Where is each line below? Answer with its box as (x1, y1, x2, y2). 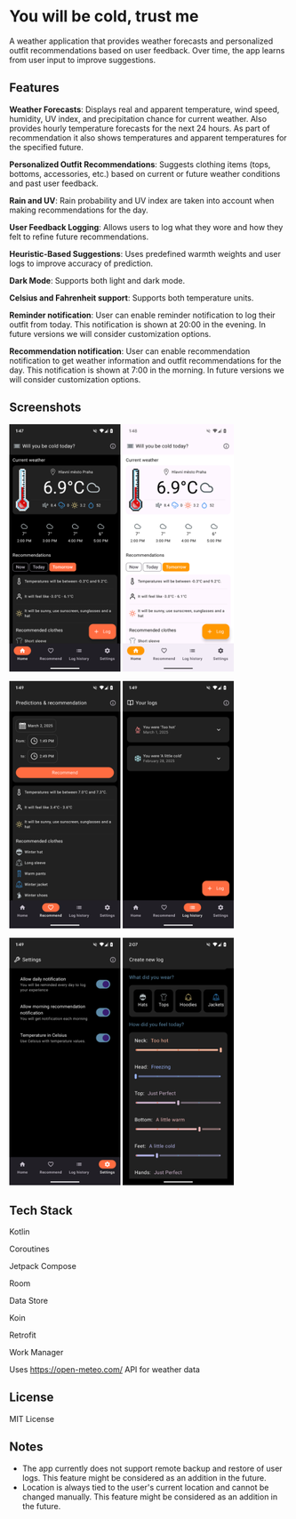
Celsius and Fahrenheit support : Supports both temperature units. (9, 292, 254, 303)
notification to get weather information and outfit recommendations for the (9, 355, 282, 366)
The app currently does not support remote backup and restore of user (21, 1463, 283, 1474)
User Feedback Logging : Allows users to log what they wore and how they (9, 221, 284, 232)
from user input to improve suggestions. (9, 54, 156, 65)
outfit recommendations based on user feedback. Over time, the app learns (9, 44, 285, 55)
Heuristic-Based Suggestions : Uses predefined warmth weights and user (9, 248, 282, 259)
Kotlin (9, 1226, 30, 1237)
